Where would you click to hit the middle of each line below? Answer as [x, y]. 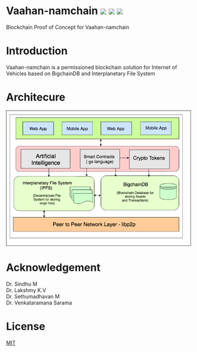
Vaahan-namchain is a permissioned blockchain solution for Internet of [92, 67]
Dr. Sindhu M [22, 284]
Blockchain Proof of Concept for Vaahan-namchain [68, 27]
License [26, 326]
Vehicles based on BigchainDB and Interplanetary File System [81, 73]
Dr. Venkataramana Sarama [39, 303]
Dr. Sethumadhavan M [33, 297]
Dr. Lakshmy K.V [26, 290]
